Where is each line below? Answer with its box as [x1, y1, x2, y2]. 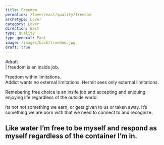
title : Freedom [5, 7, 37, 13]
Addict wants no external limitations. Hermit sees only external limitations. [5, 79, 159, 85]
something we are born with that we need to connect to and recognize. [5, 109, 153, 115]
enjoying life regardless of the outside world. [5, 94, 98, 100]
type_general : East [5, 36, 46, 41]
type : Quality [5, 31, 35, 36]
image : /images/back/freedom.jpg [5, 40, 76, 45]
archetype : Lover [5, 17, 42, 22]
